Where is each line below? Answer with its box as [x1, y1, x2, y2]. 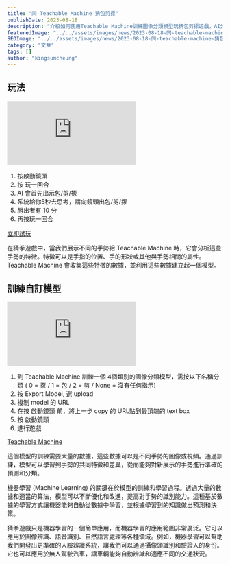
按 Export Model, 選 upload [16, 390, 94, 398]
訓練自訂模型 [7, 283, 62, 294]
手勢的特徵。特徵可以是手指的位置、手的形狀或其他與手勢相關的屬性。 [7, 252, 205, 261]
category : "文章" [7, 42, 55, 49]
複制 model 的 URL [16, 399, 70, 407]
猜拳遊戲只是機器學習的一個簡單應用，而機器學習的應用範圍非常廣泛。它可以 [7, 524, 223, 532]
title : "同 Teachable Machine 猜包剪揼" [7, 10, 118, 17]
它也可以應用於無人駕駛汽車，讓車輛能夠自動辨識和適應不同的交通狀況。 [7, 550, 211, 558]
